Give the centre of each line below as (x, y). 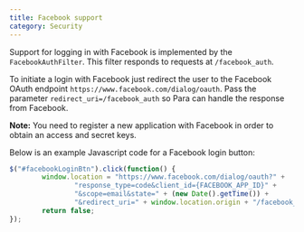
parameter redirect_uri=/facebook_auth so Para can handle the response (147, 98)
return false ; (68, 210)
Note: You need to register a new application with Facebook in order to (142, 125)
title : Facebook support (56, 18)
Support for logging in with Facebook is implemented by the (121, 51)
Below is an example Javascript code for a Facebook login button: (133, 152)
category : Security (46, 26)
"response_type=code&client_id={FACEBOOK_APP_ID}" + (176, 186)
